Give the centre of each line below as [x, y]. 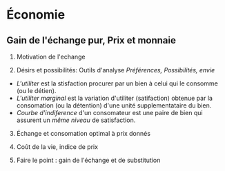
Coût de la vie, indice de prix [57, 147]
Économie [36, 15]
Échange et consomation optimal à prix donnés [84, 133]
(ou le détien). [36, 91]
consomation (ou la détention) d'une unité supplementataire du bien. [114, 105]
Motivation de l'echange [51, 57]
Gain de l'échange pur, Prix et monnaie [91, 40]
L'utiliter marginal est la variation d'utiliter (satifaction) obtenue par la [115, 98]
